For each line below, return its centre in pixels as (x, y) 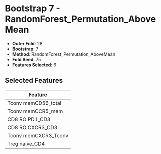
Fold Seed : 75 (27, 59)
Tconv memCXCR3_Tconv (38, 135)
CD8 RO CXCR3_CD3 (33, 127)
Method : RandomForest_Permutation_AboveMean (64, 54)
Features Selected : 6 (34, 65)
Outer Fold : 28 (27, 43)
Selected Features (34, 81)
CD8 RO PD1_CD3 (29, 119)
